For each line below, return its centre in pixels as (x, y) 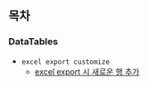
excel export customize (66, 62)
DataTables (33, 42)
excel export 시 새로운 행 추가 (87, 71)
